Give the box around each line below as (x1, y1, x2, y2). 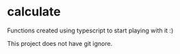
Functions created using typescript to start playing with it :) (7, 26, 174, 34)
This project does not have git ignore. (7, 39, 113, 47)
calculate (7, 4, 62, 20)
